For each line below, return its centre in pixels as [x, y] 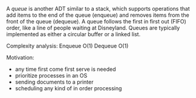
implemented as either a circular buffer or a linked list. [73, 34]
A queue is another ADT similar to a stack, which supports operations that [98, 9]
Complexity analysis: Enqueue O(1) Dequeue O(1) [67, 46]
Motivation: [20, 57]
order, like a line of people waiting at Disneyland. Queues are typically [93, 28]
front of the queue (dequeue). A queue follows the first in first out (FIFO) [96, 21]
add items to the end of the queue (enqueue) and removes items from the [98, 15]
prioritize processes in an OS [51, 75]
